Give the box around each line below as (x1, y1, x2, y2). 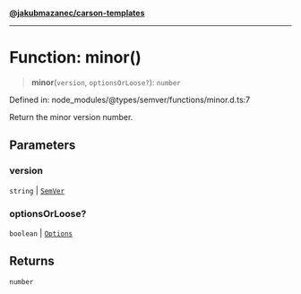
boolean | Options (9, 228, 73, 238)
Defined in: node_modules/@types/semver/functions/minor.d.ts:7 (9, 94, 251, 105)
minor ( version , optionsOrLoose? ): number (30, 76, 182, 88)
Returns (9, 254, 56, 269)
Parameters (9, 138, 76, 153)
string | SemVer (9, 185, 65, 195)
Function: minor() (9, 48, 142, 68)
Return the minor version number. (9, 111, 133, 122)
